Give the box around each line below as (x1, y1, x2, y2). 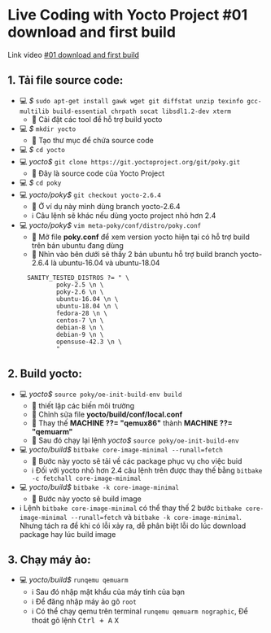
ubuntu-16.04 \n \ (55, 295, 119, 303)
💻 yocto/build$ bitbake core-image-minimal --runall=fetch (19, 444, 223, 454)
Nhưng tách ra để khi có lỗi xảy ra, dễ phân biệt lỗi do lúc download (19, 521, 247, 530)
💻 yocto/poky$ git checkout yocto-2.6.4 (19, 190, 162, 199)
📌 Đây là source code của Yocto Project (31, 168, 165, 178)
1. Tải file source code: (7, 73, 124, 87)
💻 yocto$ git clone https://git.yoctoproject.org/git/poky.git (19, 156, 241, 166)
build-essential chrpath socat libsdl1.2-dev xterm (52, 107, 232, 116)
